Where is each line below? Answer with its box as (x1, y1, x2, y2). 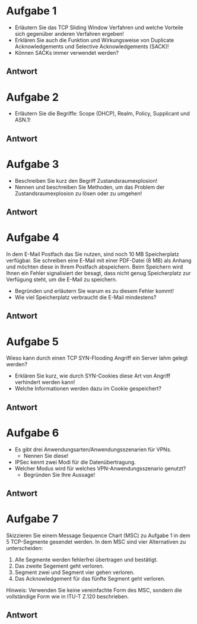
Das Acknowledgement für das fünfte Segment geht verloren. (14, 575, 166, 582)
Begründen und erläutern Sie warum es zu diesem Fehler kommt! (14, 287, 174, 294)
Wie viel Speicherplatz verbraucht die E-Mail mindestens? (14, 294, 157, 301)
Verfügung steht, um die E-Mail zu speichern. (6, 276, 117, 283)
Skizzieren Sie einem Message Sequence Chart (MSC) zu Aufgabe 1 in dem (6, 532, 191, 539)
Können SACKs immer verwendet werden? (14, 49, 119, 56)
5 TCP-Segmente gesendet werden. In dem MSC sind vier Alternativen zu (6, 538, 186, 545)
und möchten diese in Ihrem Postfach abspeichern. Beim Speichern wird (6, 263, 183, 270)
